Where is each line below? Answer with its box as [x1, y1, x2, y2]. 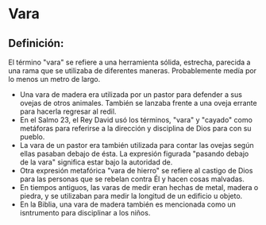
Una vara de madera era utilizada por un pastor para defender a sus [19, 90, 242, 99]
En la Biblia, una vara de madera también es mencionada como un [19, 200, 237, 209]
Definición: [8, 37, 64, 50]
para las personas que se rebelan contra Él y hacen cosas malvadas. [19, 174, 245, 184]
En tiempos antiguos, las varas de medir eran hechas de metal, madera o [19, 183, 259, 192]
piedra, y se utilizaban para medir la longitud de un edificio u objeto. [19, 192, 243, 200]
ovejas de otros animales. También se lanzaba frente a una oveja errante [19, 99, 257, 107]
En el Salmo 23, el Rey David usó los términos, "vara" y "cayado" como [19, 115, 253, 124]
